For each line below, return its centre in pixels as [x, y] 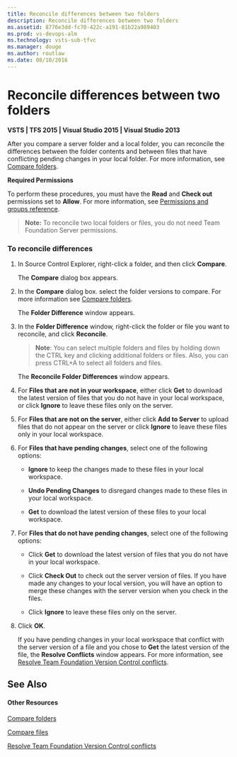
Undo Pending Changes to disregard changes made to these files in [128, 490]
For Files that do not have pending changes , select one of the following [123, 533]
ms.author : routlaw [36, 54]
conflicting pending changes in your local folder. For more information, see [116, 159]
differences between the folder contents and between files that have [107, 151]
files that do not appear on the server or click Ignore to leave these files [122, 426]
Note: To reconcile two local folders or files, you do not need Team [122, 222]
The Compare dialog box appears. [68, 277]
